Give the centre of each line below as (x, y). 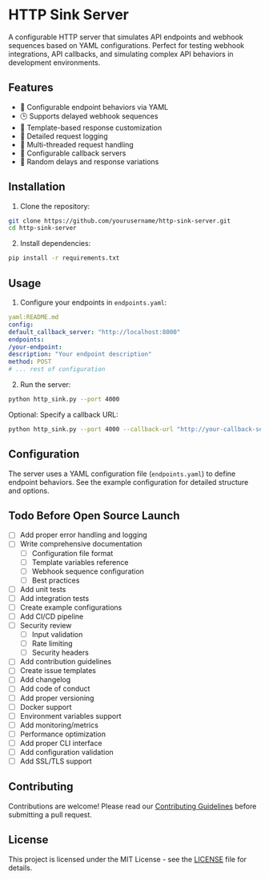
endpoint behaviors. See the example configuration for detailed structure (128, 482)
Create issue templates (58, 671)
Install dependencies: (55, 244)
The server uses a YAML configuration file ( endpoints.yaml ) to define (122, 474)
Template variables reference (80, 562)
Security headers (60, 653)
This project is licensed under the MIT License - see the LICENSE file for (127, 859)
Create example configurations (71, 607)
